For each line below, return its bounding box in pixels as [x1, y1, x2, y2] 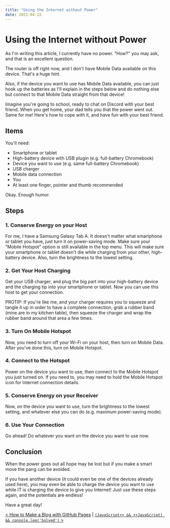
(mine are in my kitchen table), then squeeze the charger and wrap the [5, 310, 152, 316]
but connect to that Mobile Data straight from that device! [5, 91, 125, 97]
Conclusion [5, 447, 42, 456]
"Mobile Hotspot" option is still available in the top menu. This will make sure [5, 243, 164, 250]
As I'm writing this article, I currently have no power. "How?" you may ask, [5, 50, 159, 57]
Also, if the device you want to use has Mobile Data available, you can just [5, 81, 159, 87]
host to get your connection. [5, 289, 64, 295]
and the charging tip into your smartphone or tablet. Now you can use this [5, 284, 159, 290]
